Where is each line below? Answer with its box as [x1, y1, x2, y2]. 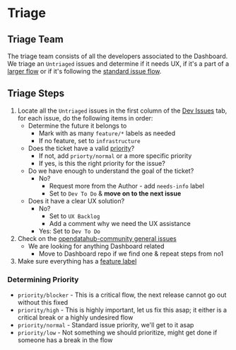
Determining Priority [7, 274, 79, 284]
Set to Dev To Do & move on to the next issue [49, 189, 182, 198]
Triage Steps [7, 87, 65, 100]
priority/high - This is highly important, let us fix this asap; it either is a [17, 306, 228, 315]
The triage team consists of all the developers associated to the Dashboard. [7, 52, 228, 60]
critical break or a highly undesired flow [17, 313, 134, 322]
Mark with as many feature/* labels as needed [38, 129, 176, 137]
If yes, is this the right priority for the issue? [38, 159, 166, 167]
